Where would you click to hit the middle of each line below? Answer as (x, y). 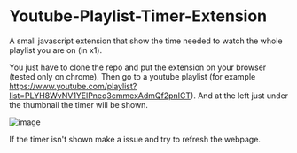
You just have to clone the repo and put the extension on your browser (138, 67)
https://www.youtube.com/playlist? (73, 86)
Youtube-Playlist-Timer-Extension (138, 16)
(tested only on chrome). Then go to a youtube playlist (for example (133, 76)
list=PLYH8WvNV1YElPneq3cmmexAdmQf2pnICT (100, 96)
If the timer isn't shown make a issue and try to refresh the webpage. (135, 139)
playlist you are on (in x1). (56, 50)
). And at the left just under (239, 96)
